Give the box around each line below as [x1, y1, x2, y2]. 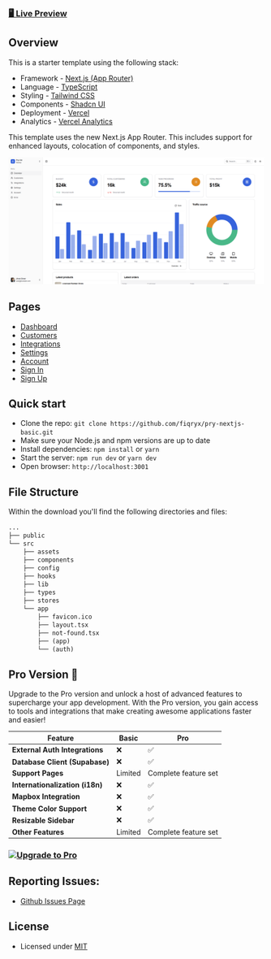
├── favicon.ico [37, 613, 92, 621]
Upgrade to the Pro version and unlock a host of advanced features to [8, 689, 243, 699]
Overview [8, 36, 59, 50]
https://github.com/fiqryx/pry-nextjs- [110, 420, 245, 428]
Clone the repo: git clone [19, 419, 107, 428]
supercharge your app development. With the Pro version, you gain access [8, 698, 259, 708]
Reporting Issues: [8, 874, 100, 888]
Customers [19, 330, 58, 340]
